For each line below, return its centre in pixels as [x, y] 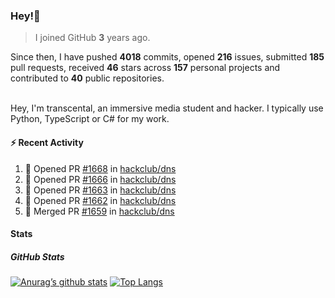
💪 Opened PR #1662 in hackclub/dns [100, 200]
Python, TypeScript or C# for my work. [90, 119]
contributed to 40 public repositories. [87, 78]
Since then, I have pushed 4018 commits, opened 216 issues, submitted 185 [167, 57]
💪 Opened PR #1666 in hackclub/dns [100, 179]
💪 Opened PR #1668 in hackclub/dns [100, 168]
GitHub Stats [37, 256]
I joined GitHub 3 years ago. [92, 38]
